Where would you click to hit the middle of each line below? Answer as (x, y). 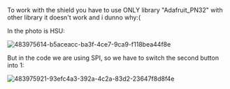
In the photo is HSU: (36, 31)
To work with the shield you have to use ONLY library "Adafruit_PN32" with (115, 10)
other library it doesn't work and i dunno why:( (74, 17)
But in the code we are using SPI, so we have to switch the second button (113, 58)
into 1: (16, 65)
